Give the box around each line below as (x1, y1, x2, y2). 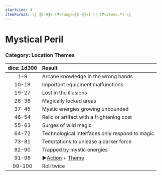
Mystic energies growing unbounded (42, 105, 129, 112)
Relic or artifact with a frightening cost (42, 113, 132, 120)
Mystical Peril (5, 34, 64, 45)
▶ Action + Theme (42, 154, 84, 161)
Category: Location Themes (5, 51, 75, 58)
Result (42, 64, 58, 71)
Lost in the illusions (42, 89, 87, 96)
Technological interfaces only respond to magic (42, 130, 154, 137)
